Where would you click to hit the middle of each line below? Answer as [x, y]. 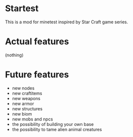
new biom [22, 114]
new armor [23, 103]
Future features [37, 75]
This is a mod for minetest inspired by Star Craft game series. [66, 22]
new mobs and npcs [32, 119]
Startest [22, 9]
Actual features [37, 42]
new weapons [26, 98]
